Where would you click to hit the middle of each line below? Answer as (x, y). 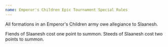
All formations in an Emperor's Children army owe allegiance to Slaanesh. (82, 24)
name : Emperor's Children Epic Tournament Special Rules (67, 10)
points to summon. (25, 39)
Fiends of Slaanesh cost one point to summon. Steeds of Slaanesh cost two (84, 33)
